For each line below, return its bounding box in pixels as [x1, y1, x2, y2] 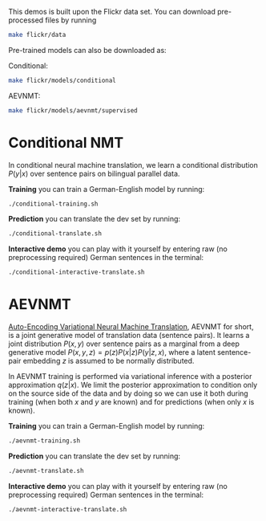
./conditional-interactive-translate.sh [8, 268, 146, 276]
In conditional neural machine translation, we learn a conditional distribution [8, 160, 259, 169]
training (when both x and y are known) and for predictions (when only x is [8, 397, 255, 407]
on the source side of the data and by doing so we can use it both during [8, 389, 248, 398]
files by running [45, 15, 97, 25]
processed [8, 15, 44, 25]
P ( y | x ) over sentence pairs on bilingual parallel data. [8, 169, 180, 178]
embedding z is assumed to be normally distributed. [22, 356, 195, 366]
